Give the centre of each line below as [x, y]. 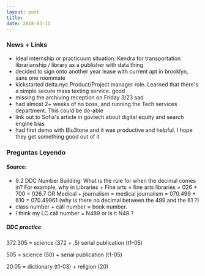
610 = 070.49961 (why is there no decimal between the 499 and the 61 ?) [107, 200]
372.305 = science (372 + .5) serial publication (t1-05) [74, 242]
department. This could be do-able [59, 110]
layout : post [23, 12]
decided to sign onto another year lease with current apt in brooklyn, [102, 71]
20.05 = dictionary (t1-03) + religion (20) [58, 266]
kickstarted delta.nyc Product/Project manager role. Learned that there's [107, 84]
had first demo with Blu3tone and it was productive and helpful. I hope [104, 130]
